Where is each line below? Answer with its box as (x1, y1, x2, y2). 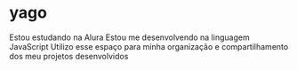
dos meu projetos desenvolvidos (9, 51, 129, 61)
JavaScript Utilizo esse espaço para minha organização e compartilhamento (9, 41, 289, 51)
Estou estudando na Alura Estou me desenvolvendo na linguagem (9, 32, 251, 43)
